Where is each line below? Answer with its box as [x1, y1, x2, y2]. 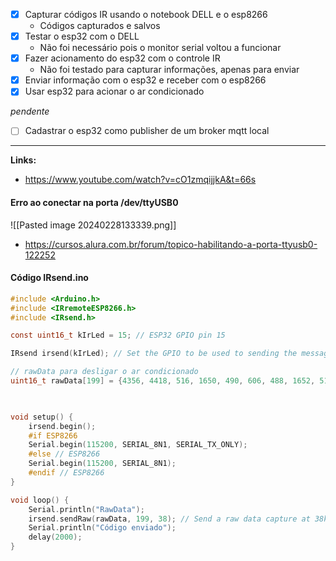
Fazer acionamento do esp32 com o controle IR [24, 52, 221, 64]
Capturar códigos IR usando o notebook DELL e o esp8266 [24, 9, 268, 20]
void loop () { [10, 495, 70, 505]
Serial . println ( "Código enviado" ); [28, 523, 177, 533]
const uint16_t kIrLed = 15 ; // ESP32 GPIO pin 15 [10, 330, 226, 341]
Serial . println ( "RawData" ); [28, 504, 145, 514]
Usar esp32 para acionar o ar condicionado [24, 85, 205, 98]
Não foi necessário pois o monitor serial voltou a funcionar [39, 42, 282, 54]
